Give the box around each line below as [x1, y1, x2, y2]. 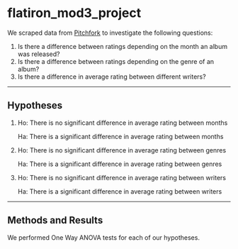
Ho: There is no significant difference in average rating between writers [17, 173, 227, 182]
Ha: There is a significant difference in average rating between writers [17, 187, 222, 196]
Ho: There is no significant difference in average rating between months [17, 118, 228, 127]
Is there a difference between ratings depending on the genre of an [17, 57, 215, 65]
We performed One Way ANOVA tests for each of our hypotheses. [7, 233, 200, 242]
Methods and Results [7, 214, 103, 226]
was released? [17, 50, 60, 58]
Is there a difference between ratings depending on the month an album [17, 42, 228, 50]
